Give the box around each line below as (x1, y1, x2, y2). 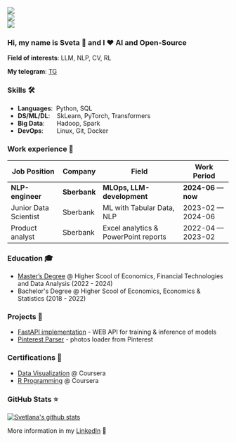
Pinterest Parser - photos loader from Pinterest (17, 335, 153, 344)
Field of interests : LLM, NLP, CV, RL (7, 53, 112, 63)
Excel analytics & (103, 223, 159, 233)
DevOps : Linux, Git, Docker (17, 126, 109, 135)
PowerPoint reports (103, 232, 166, 242)
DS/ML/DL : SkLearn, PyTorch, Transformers (17, 111, 151, 119)
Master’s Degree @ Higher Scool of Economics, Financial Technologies (17, 272, 223, 280)
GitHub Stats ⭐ (7, 394, 59, 404)
